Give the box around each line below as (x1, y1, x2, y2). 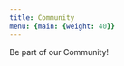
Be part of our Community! (9, 46, 110, 57)
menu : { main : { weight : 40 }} (9, 22, 116, 31)
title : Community (9, 13, 75, 23)
